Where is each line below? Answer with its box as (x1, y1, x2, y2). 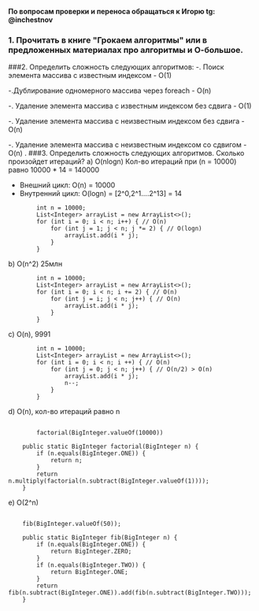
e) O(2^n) (8, 498, 39, 507)
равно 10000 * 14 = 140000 (8, 165, 100, 175)
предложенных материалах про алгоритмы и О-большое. (8, 44, 244, 55)
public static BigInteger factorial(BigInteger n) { (22, 443, 199, 451)
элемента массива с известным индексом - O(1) (8, 71, 172, 80)
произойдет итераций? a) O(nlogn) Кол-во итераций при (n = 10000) (8, 157, 237, 166)
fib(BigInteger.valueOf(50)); (22, 520, 122, 528)
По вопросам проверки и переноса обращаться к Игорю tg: (8, 7, 216, 16)
